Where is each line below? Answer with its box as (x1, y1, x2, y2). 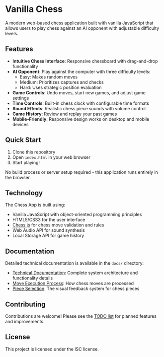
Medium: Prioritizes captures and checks (19, 79, 104, 85)
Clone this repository (12, 149, 56, 155)
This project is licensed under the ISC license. (5, 346, 99, 352)
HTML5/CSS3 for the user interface (12, 217, 85, 223)
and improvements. (5, 319, 45, 324)
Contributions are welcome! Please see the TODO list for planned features (5, 313, 157, 319)
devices (12, 121, 29, 127)
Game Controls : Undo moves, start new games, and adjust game (12, 89, 146, 95)
